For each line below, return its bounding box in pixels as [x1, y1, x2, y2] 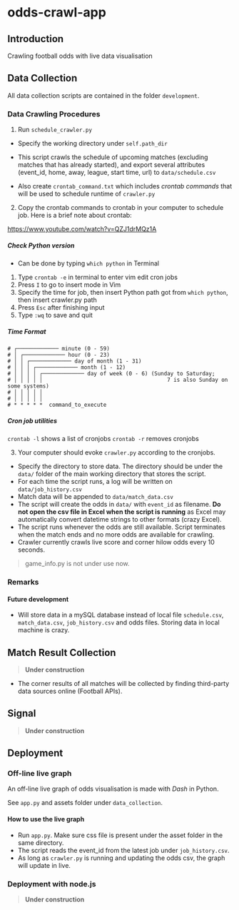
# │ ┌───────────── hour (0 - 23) [7, 351, 111, 359]
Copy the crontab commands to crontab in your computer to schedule [17, 203, 224, 212]
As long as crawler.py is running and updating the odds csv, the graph [17, 854, 225, 862]
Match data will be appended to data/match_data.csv [17, 492, 173, 501]
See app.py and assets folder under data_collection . [7, 799, 163, 807]
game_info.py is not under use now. [24, 560, 130, 568]
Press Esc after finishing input [17, 303, 105, 312]
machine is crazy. [17, 626, 70, 635]
